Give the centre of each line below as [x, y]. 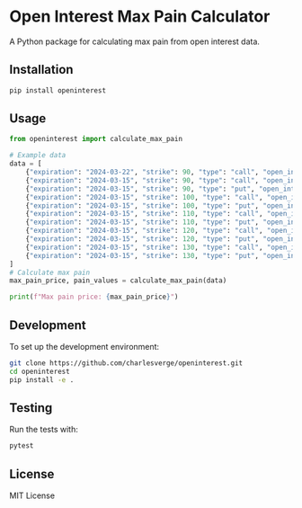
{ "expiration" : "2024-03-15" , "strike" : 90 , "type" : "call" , [142, 180]
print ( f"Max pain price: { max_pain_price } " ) [94, 297]
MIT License [32, 495]
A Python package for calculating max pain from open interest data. [135, 41]
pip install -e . [42, 379]
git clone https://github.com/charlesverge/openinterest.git [126, 363]
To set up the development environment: [84, 347]
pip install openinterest [58, 90]
